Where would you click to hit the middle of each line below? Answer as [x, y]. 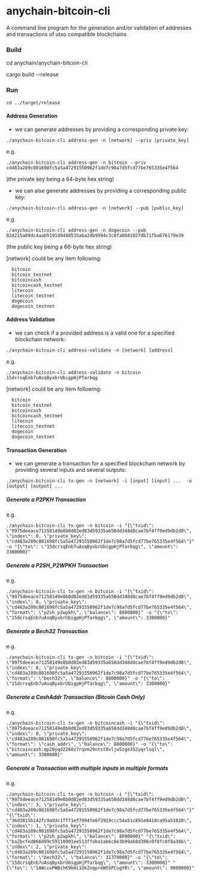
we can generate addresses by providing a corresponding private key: [102, 129]
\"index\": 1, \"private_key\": [47, 826]
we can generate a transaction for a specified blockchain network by [100, 463]
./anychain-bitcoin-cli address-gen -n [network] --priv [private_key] [98, 140]
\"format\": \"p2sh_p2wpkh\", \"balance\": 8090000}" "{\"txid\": [91, 836]
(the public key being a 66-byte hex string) [59, 246]
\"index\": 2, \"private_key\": [47, 847]
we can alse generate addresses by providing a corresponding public [101, 190]
